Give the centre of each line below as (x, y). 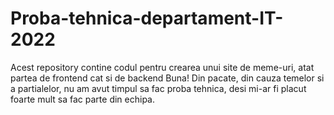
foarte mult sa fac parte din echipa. (83, 99)
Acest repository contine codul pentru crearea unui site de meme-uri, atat (162, 67)
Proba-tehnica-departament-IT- (147, 18)
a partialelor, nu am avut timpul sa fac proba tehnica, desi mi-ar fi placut (158, 88)
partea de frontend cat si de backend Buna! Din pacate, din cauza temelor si (167, 78)
